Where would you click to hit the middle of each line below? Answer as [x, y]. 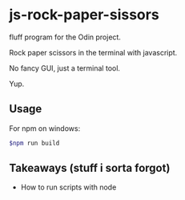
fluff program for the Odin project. [65, 37]
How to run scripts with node [68, 187]
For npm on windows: [45, 128]
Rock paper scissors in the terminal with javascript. [93, 52]
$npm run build [34, 143]
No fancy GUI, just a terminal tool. [65, 68]
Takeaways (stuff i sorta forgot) [90, 168]
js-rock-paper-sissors [84, 15]
